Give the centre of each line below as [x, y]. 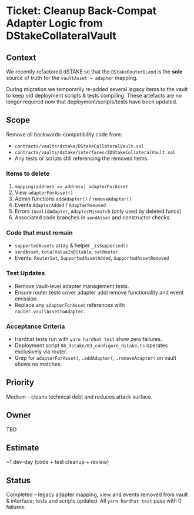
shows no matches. [38, 364]
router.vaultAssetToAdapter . [50, 311]
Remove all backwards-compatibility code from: [64, 134]
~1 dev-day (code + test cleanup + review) [58, 462]
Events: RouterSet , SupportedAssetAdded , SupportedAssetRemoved [92, 258]
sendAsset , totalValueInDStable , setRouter [66, 252]
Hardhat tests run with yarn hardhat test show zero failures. [88, 339]
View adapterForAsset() [44, 193]
